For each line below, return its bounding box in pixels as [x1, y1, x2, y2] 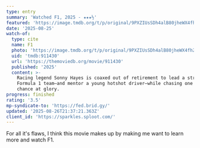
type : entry [6, 8, 36, 15]
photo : [11, 48, 28, 53]
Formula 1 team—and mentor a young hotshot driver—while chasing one [17, 81, 193, 87]
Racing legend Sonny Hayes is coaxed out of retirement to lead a [17, 75, 185, 81]
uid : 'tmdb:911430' [11, 53, 60, 59]
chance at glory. [17, 86, 60, 92]
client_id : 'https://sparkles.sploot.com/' [6, 114, 116, 119]
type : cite [11, 36, 39, 42]
